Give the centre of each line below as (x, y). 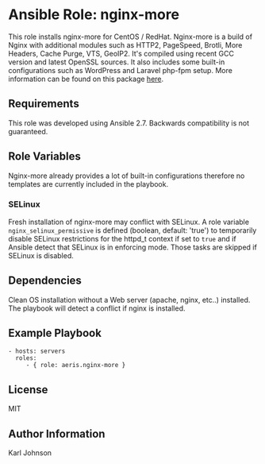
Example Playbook (55, 333)
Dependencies (45, 281)
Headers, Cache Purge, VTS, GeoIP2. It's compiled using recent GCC (121, 53)
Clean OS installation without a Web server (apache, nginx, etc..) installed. (129, 300)
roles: (26, 358)
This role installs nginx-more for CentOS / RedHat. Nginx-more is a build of (130, 37)
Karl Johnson (30, 453)
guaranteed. (28, 131)
